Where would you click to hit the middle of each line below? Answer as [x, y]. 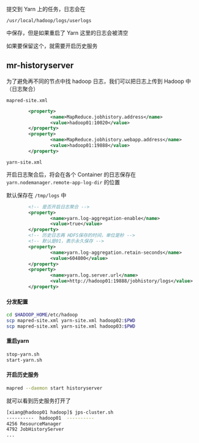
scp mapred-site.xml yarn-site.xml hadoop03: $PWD [71, 326]
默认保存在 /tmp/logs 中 [36, 195]
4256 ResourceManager [34, 424]
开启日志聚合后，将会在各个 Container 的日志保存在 [71, 174]
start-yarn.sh [24, 360]
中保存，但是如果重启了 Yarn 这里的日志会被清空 [67, 33]
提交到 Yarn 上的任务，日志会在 [46, 9]
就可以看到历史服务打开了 [39, 401]
